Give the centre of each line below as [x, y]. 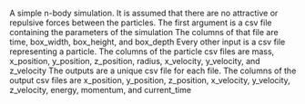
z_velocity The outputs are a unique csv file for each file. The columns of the [153, 71]
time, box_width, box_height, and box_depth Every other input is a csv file [147, 42]
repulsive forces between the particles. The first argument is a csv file [141, 23]
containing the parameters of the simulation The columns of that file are [144, 32]
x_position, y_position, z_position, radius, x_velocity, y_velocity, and [135, 61]
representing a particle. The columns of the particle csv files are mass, [142, 52]
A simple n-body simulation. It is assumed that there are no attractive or [144, 13]
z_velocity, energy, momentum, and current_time [101, 90]
